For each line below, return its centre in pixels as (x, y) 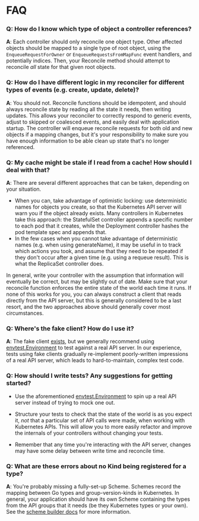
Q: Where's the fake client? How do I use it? (70, 329)
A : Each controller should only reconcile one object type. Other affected (94, 42)
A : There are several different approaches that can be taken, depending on (98, 183)
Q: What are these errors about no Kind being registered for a (96, 466)
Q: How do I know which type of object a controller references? (99, 29)
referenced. (20, 147)
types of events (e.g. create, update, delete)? (73, 90)
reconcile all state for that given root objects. (61, 67)
